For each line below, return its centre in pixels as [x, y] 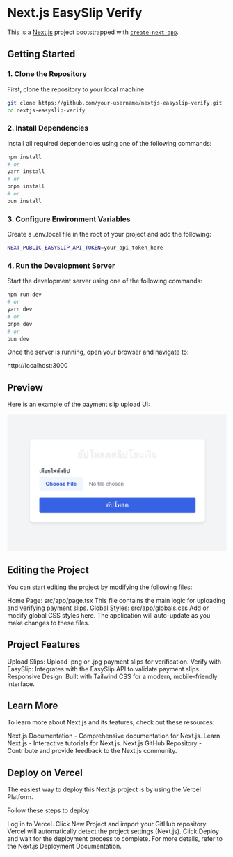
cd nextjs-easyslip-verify [46, 110]
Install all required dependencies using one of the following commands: [110, 143]
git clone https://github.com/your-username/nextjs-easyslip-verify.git [115, 103]
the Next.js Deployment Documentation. [64, 847]
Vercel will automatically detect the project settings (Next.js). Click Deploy [113, 831]
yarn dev [20, 310]
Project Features [44, 644]
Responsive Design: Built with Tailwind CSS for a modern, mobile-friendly [112, 676]
